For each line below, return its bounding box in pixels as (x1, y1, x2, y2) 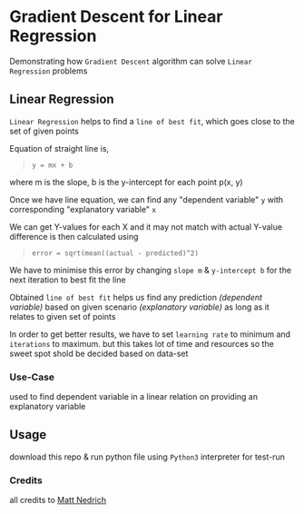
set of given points (9, 125, 79, 136)
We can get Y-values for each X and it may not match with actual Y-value (9, 221, 283, 232)
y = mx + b (31, 161, 74, 170)
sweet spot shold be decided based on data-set (9, 348, 189, 359)
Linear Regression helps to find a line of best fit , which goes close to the (9, 115, 295, 126)
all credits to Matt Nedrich (9, 495, 107, 506)
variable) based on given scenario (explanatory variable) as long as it (9, 301, 270, 312)
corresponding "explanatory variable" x (9, 203, 157, 214)
